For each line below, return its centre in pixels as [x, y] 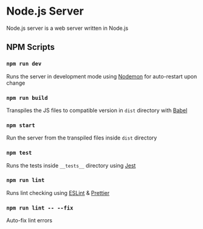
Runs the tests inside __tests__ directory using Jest [71, 165]
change [16, 83]
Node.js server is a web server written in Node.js [67, 28]
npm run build [27, 98]
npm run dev [24, 64]
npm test [19, 153]
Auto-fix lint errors [29, 220]
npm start [21, 125]
